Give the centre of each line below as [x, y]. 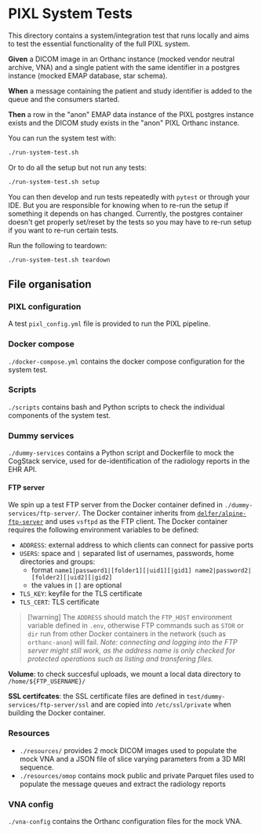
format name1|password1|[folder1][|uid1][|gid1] [111, 570]
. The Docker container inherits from [137, 513]
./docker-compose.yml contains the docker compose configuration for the [127, 361]
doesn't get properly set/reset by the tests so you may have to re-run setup [130, 221]
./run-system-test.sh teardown [59, 260]
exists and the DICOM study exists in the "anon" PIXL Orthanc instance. [124, 123]
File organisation [50, 284]
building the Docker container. [57, 713]
